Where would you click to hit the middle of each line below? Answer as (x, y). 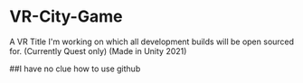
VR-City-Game (66, 17)
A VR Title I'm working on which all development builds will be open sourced (152, 41)
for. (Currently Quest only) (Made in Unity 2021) (98, 51)
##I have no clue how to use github (75, 69)
